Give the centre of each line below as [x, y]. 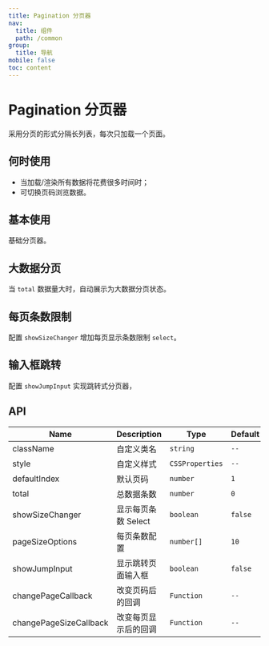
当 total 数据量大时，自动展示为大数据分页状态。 [89, 289]
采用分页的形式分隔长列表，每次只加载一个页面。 [89, 134]
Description [139, 434]
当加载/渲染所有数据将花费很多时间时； [84, 182]
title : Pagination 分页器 [50, 16]
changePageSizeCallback [60, 623]
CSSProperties [196, 463]
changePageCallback [52, 596]
